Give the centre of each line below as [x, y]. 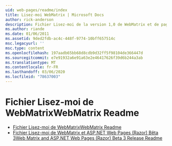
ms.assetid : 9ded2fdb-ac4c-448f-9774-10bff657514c [60, 39]
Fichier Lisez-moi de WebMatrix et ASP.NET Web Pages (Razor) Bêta [85, 132]
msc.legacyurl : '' [25, 44]
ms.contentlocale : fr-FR [32, 67]
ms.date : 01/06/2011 [27, 34]
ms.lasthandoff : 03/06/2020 [35, 72]
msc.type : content [25, 48]
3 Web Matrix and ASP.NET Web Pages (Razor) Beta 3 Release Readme [88, 138]
